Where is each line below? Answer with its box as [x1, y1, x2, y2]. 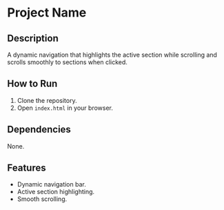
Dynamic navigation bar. [17, 180, 86, 189]
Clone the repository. [17, 96, 77, 104]
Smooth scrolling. [17, 195, 68, 203]
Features [7, 162, 46, 174]
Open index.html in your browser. [17, 104, 114, 112]
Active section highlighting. [17, 188, 95, 196]
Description [7, 32, 59, 44]
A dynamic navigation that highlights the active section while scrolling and [7, 50, 217, 59]
